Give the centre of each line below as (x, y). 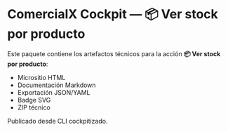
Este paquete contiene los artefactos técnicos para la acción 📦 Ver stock (114, 53)
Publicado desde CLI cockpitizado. (58, 121)
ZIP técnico (34, 107)
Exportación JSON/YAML (54, 92)
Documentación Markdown (56, 85)
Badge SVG (34, 100)
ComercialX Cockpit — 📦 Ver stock (113, 14)
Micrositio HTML (41, 77)
